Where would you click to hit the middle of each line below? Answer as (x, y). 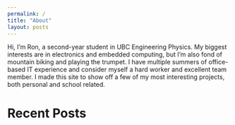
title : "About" (30, 20)
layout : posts (28, 27)
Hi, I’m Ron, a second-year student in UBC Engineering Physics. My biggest (117, 47)
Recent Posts (47, 113)
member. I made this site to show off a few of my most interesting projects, (116, 77)
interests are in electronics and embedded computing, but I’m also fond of (115, 54)
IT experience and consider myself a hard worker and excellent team (127, 70)
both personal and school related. (56, 85)
